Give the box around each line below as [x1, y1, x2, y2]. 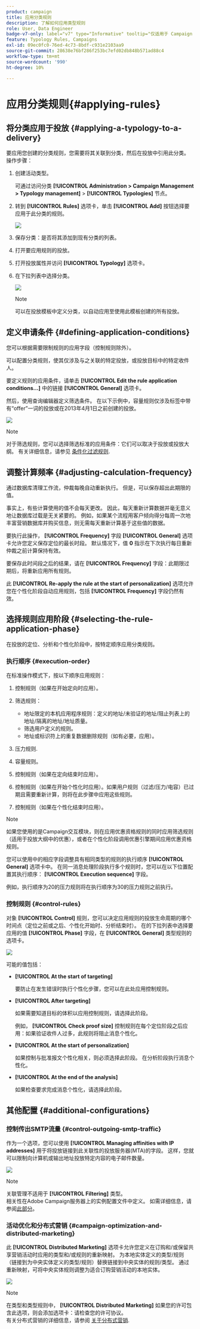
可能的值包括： [6, 961, 43, 968]
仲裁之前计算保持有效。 [6, 547, 64, 554]
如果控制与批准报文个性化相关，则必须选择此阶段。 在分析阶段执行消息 [14, 1054, 189, 1061]
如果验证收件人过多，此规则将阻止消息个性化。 [25, 1030, 141, 1037]
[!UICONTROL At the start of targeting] [14, 973, 113, 980]
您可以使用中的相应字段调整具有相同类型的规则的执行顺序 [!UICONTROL [6, 856, 184, 863]
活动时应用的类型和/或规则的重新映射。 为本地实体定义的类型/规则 [21, 1251, 184, 1258]
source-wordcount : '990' [6, 59, 68, 65]
